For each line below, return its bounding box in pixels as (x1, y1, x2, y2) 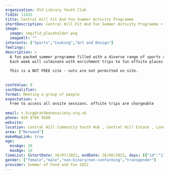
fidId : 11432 (5, 12, 33, 17)
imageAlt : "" (10, 36, 37, 41)
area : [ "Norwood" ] (5, 129, 44, 134)
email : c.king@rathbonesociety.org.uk (5, 110, 87, 116)
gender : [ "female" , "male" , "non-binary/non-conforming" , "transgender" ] (5, 157, 156, 162)
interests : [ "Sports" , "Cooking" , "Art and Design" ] (5, 40, 114, 45)
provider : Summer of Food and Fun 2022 (5, 162, 89, 167)
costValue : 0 (5, 82, 33, 87)
